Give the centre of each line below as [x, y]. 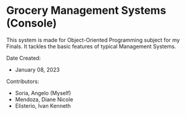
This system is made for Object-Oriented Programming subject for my [93, 40]
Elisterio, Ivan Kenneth [43, 105]
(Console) [32, 23]
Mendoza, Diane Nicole [44, 99]
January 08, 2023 [37, 69]
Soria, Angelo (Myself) [43, 93]
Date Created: [24, 58]
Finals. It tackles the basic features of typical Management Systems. [91, 46]
